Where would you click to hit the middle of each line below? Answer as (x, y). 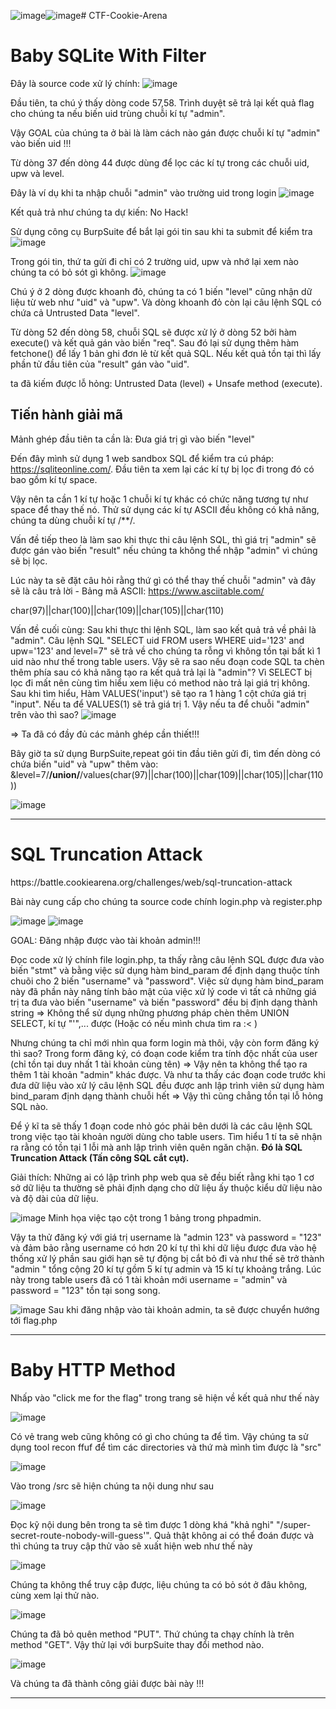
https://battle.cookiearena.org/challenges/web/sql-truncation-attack (151, 882)
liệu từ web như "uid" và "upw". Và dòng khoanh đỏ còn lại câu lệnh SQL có (166, 302)
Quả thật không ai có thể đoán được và (234, 1535)
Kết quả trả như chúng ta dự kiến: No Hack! (99, 212)
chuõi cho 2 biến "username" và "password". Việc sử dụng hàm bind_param (167, 981)
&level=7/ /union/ (45, 774)
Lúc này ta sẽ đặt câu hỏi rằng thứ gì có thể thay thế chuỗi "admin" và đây (163, 580)
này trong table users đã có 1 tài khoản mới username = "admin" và (149, 1279)
